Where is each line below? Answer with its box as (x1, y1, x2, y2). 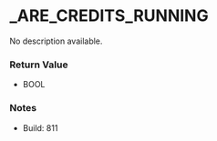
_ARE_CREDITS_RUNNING (9, 5, 209, 26)
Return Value (9, 58, 68, 71)
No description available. (9, 35, 103, 46)
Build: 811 (22, 122, 58, 133)
